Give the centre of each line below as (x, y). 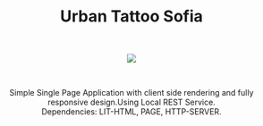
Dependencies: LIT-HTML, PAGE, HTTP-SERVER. (131, 111)
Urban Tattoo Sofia (131, 17)
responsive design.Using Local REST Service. (131, 102)
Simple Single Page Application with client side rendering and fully (131, 92)
